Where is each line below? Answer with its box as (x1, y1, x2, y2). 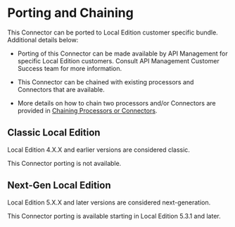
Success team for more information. (17, 64, 122, 72)
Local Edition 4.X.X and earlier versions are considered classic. (7, 145, 190, 154)
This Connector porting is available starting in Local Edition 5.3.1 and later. (7, 212, 222, 220)
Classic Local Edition (7, 127, 101, 138)
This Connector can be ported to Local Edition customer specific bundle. (7, 28, 218, 37)
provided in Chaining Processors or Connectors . (17, 106, 158, 115)
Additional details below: (7, 35, 79, 44)
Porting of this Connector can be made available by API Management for (17, 49, 228, 58)
